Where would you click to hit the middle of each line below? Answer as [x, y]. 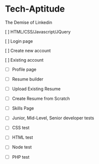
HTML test [22, 137]
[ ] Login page [19, 41]
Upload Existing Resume [36, 89]
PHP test [21, 157]
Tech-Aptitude [35, 9]
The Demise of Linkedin [28, 22]
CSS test [21, 128]
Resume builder [28, 79]
